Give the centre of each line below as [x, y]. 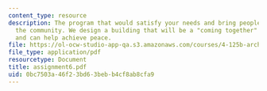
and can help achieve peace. [64, 38]
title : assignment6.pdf [48, 67]
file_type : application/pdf [55, 52]
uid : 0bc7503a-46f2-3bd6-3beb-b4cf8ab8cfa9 [81, 74]
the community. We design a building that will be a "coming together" [137, 30]
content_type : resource [48, 15]
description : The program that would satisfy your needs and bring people [135, 23]
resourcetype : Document [48, 60]
